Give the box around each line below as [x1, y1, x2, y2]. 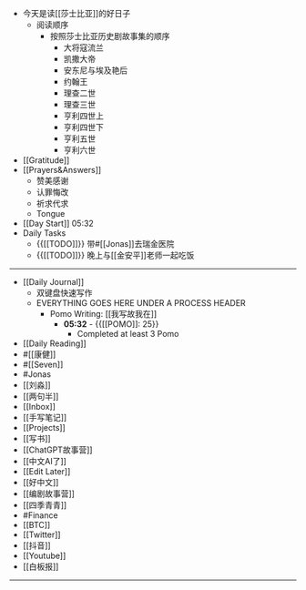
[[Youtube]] [22, 550, 66, 561]
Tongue [36, 209, 66, 219]
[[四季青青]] [22, 500, 67, 510]
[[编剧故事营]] [22, 488, 76, 499]
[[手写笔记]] [22, 412, 67, 422]
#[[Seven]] [22, 359, 64, 370]
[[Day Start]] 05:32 [22, 218, 94, 229]
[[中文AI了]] [22, 456, 66, 466]
